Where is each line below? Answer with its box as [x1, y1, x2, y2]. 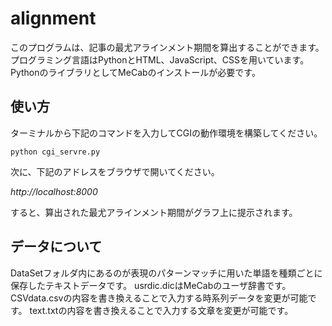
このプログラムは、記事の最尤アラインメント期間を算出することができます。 [10, 41, 325, 53]
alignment [10, 7, 97, 30]
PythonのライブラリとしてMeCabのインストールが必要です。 [10, 66, 261, 78]
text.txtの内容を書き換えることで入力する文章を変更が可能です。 [29, 304, 294, 316]
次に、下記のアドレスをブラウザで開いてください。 [10, 165, 220, 177]
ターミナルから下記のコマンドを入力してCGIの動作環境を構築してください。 [10, 127, 323, 139]
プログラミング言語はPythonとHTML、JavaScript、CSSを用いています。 [10, 53, 310, 66]
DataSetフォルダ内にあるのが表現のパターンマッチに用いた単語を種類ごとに [10, 267, 323, 279]
